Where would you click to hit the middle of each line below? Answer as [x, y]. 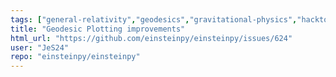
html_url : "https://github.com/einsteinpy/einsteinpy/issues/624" [151, 38]
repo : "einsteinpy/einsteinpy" [75, 57]
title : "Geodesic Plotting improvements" [98, 29]
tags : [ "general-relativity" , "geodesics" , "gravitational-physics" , [154, 19]
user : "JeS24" [40, 47]
